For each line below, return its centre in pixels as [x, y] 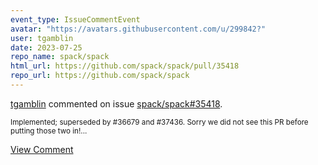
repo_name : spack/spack [60, 57]
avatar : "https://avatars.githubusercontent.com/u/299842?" [138, 29]
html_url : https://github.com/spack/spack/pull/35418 [125, 66]
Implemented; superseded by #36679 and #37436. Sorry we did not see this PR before [159, 122]
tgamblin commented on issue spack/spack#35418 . [116, 103]
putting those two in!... [49, 131]
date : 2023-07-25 [46, 47]
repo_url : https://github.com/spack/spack [100, 76]
